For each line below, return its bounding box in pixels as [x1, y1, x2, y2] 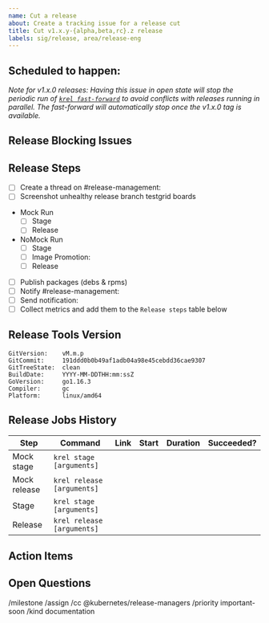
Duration [166, 437, 200, 448]
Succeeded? [207, 437, 257, 448]
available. [8, 111, 42, 120]
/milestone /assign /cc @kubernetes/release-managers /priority [8, 597, 219, 607]
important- [219, 597, 256, 607]
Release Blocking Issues [8, 134, 132, 148]
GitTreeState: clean [8, 363, 81, 372]
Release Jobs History [8, 413, 118, 427]
